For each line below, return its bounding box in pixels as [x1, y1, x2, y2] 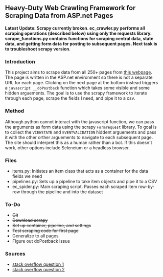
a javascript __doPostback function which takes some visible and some [5, 85, 150, 91]
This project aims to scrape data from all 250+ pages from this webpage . [5, 69, 153, 75]
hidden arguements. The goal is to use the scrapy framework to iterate [5, 90, 147, 96]
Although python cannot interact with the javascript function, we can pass [5, 118, 154, 124]
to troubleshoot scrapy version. [5, 46, 71, 52]
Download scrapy [12, 217, 48, 223]
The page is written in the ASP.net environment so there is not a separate [5, 74, 153, 80]
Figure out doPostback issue [12, 238, 70, 244]
